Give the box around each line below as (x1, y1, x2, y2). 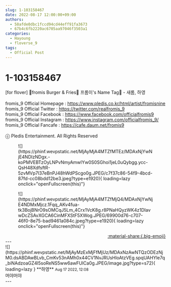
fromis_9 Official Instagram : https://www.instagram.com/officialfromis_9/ (5, 117, 159, 123)
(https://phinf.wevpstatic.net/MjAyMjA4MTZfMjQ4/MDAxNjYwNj (18, 196, 153, 203)
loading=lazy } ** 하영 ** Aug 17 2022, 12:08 (5, 266, 89, 272)
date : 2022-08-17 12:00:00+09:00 (5, 12, 76, 17)
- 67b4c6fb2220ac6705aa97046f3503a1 (10, 26, 88, 32)
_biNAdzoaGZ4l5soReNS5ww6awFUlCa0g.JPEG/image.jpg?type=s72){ (5, 260, 156, 266)
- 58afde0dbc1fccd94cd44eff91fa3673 (10, 21, 88, 27)
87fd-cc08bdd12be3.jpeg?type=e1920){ (18, 176, 103, 182)
